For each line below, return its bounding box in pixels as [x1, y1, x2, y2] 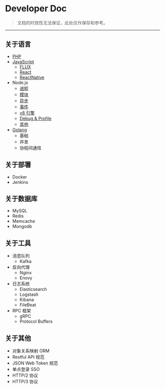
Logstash [19, 291, 39, 297]
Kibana [19, 297, 34, 303]
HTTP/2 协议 [12, 372, 38, 378]
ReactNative [19, 74, 45, 80]
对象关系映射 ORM [12, 348, 50, 354]
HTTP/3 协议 [12, 379, 38, 384]
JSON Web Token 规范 [12, 360, 58, 366]
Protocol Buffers [19, 318, 53, 324]
